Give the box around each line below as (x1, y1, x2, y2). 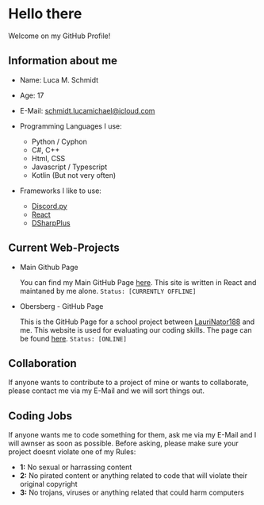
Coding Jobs (8, 409, 73, 422)
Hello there (8, 5, 82, 23)
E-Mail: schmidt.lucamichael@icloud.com (19, 106, 155, 115)
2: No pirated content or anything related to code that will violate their (19, 471, 248, 480)
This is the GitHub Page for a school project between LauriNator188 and (19, 317, 255, 326)
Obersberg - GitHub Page (19, 301, 104, 310)
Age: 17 (19, 91, 44, 100)
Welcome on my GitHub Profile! (8, 31, 111, 40)
